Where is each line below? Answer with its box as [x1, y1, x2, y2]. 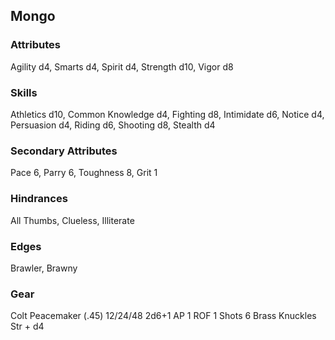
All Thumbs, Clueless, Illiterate [10, 214, 135, 226]
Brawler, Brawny [10, 262, 78, 274]
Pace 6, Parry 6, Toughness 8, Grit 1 [10, 167, 158, 179]
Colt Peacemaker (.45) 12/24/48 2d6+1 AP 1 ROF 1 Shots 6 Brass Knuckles [10, 310, 317, 322]
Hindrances [10, 192, 68, 206]
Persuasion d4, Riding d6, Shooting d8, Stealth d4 [10, 119, 216, 131]
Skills [10, 85, 38, 99]
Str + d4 [10, 320, 45, 333]
